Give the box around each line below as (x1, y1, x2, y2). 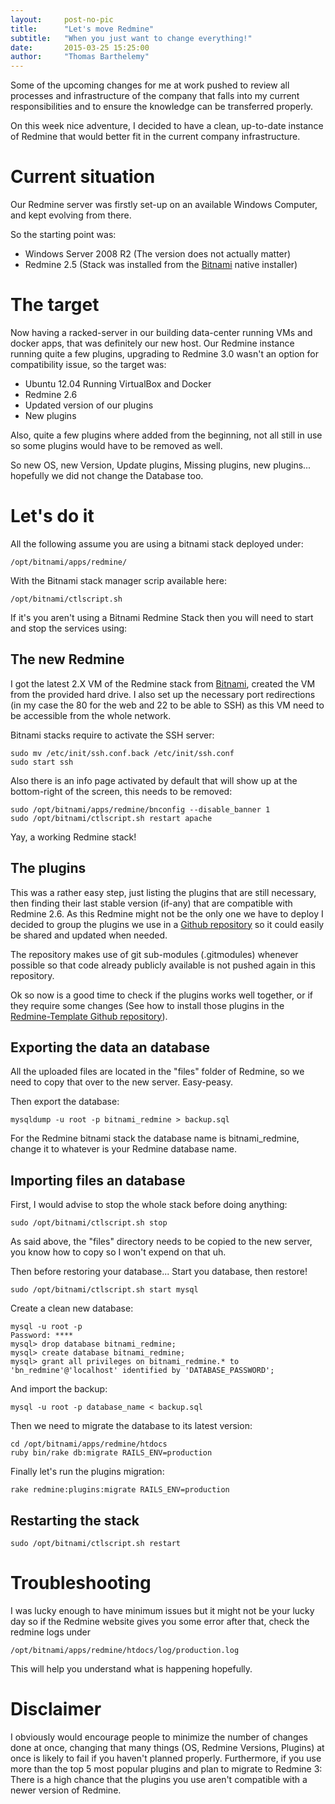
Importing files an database (10, 1172, 186, 1189)
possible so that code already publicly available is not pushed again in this (10, 959, 316, 971)
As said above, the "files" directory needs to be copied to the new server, (10, 1236, 313, 1248)
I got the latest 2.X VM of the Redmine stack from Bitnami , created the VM (10, 677, 316, 690)
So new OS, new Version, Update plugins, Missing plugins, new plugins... (10, 459, 312, 471)
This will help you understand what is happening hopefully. (10, 1662, 253, 1675)
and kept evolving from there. (10, 209, 132, 221)
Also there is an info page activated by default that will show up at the (10, 774, 298, 786)
